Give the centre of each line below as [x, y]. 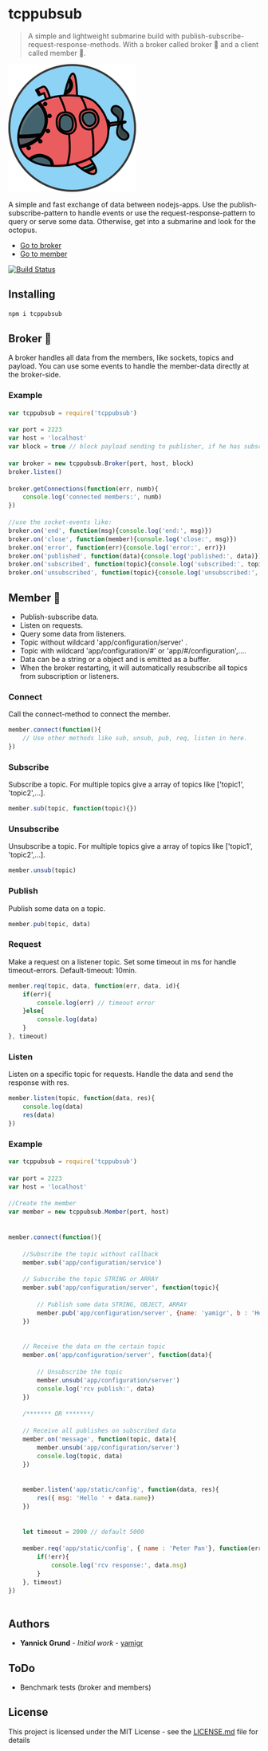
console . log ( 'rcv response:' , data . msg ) [119, 1565]
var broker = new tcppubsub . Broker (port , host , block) [101, 463]
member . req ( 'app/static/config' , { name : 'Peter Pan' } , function [135, 1548]
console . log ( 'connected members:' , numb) [92, 497]
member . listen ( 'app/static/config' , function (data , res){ [121, 1490]
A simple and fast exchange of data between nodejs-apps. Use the [118, 204]
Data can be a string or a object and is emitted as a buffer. [115, 660]
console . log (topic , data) [80, 1456]
